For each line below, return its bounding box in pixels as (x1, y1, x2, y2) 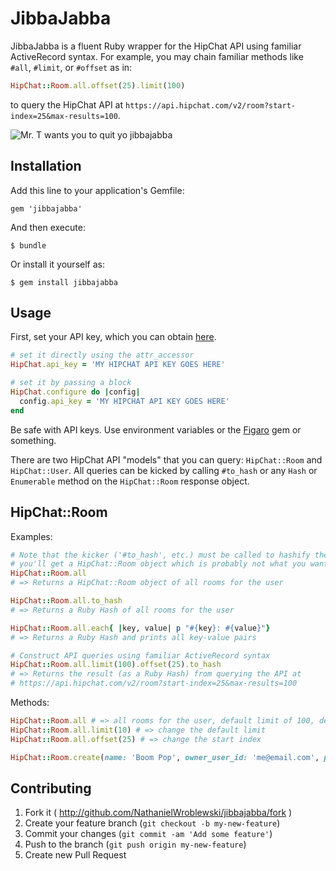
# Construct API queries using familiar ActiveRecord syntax (10, 650, 271, 661)
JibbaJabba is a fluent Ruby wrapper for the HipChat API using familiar (10, 40, 302, 52)
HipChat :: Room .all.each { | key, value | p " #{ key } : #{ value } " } (10, 623, 271, 633)
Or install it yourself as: (10, 258, 105, 270)
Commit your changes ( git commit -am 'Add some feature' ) (24, 828, 273, 840)
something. (10, 434, 57, 446)
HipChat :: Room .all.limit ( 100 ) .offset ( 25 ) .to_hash (10, 660, 222, 670)
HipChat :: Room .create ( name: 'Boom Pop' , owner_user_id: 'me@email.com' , (10, 752, 320, 762)
